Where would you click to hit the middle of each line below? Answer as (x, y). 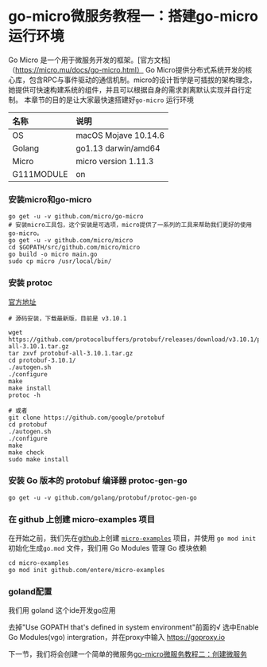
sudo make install (39, 459)
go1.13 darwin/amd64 (118, 148)
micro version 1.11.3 (114, 161)
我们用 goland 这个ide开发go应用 (62, 610)
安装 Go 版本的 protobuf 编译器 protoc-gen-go (98, 481)
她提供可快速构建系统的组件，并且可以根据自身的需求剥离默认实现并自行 (126, 89)
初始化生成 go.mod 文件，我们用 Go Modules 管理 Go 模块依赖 (108, 548)
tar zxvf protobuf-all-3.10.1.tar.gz (71, 353)
